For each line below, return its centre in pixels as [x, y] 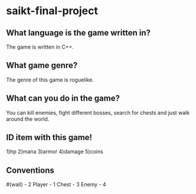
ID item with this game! [49, 138]
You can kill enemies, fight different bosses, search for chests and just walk [98, 112]
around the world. [28, 119]
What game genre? [42, 65]
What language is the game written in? [79, 33]
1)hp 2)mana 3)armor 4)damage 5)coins [55, 151]
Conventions [30, 170]
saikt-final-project [52, 11]
